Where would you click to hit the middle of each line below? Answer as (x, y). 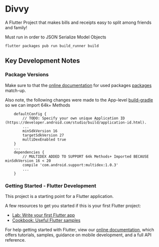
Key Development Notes (43, 61)
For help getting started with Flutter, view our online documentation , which (80, 229)
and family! (16, 27)
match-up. (16, 90)
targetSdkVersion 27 (43, 135)
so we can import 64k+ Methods (38, 105)
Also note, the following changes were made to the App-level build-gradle (79, 100)
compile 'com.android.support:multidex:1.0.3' (71, 165)
